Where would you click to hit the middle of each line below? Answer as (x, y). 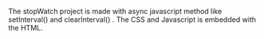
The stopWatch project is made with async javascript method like (115, 11)
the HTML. (26, 28)
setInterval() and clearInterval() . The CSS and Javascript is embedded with (132, 19)
